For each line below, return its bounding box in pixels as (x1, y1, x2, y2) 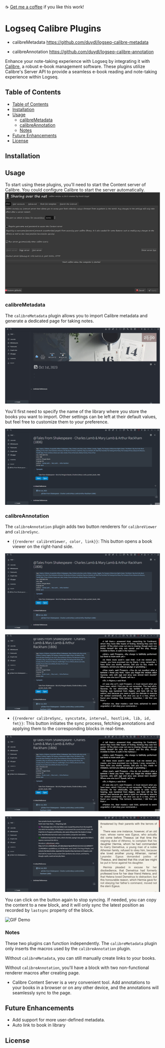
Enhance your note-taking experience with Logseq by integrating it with (5, 58, 150, 64)
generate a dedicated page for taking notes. (5, 318, 94, 324)
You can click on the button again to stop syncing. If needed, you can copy (5, 897, 157, 903)
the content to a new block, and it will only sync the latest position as (5, 902, 144, 908)
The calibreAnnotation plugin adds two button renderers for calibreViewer (5, 524, 157, 529)
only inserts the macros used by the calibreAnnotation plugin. (5, 945, 131, 951)
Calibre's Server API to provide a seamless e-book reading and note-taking (5, 68, 157, 75)
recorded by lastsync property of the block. (5, 908, 94, 913)
